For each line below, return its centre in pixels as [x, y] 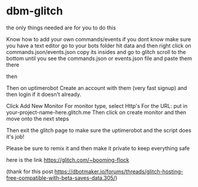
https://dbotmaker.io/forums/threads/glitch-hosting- [119, 171]
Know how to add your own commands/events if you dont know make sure [99, 39]
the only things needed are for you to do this [61, 28]
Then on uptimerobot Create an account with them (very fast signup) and [97, 88]
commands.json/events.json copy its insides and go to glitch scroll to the [96, 52]
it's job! [15, 137]
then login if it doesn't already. [44, 94]
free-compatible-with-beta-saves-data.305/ [61, 177]
